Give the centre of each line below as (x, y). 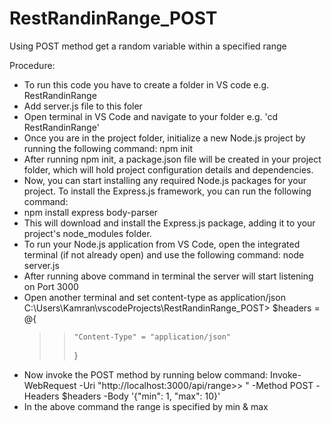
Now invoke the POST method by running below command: (146, 374)
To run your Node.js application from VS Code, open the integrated (162, 244)
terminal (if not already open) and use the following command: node (164, 254)
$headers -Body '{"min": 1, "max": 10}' (141, 396)
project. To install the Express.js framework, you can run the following (167, 191)
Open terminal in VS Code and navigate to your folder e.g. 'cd (151, 116)
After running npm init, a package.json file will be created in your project (172, 159)
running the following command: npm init (108, 148)
